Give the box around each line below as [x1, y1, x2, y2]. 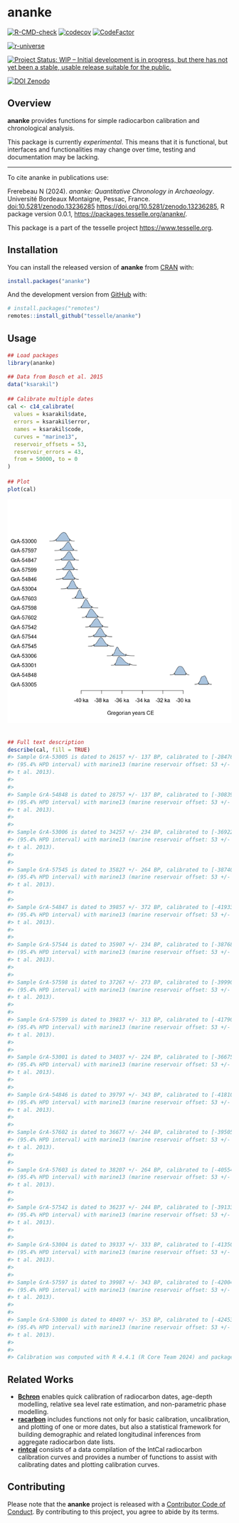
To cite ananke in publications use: [7, 173, 109, 181]
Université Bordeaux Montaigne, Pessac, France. [7, 194, 151, 203]
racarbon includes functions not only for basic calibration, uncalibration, [17, 1415, 230, 1423]
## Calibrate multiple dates [7, 396, 94, 403]
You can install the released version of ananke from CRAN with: [7, 262, 194, 271]
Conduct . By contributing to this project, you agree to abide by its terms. [7, 1507, 219, 1516]
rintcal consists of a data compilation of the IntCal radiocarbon [17, 1445, 203, 1454]
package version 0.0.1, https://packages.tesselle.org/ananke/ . [7, 209, 188, 218]
